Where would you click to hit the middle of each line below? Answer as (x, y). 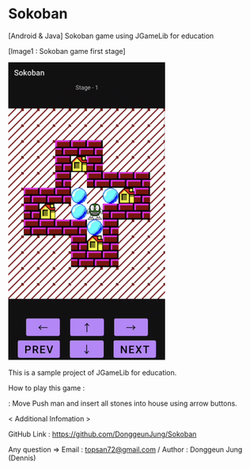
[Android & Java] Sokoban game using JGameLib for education (111, 36)
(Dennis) (22, 458)
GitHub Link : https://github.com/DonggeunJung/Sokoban (102, 434)
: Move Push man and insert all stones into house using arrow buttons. (123, 403)
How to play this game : (47, 388)
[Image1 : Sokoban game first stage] (67, 51)
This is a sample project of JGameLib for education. (93, 372)
